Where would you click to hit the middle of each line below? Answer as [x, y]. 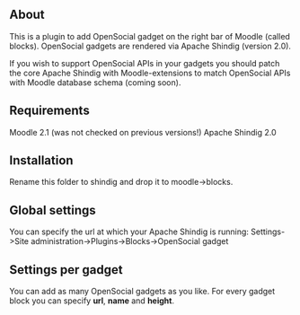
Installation [41, 161]
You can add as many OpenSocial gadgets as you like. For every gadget [142, 292]
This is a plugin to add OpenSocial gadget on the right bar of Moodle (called [150, 36]
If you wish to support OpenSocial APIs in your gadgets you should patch [145, 63]
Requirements [49, 111]
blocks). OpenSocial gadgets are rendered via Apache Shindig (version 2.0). [150, 46]
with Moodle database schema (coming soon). [95, 82]
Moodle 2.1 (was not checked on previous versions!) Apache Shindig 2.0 [143, 132]
